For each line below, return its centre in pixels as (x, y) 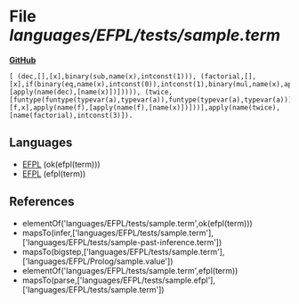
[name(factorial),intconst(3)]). (71, 115)
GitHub (23, 60)
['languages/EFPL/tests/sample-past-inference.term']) (122, 242)
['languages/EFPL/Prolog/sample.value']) (97, 261)
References (42, 202)
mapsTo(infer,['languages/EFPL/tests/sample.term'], (117, 233)
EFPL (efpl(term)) (54, 173)
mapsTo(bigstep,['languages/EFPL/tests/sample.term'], (123, 251)
